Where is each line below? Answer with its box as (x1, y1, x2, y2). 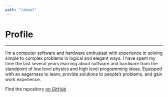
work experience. (5, 76, 41, 82)
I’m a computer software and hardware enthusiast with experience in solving (5, 50, 163, 56)
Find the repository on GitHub (5, 86, 66, 92)
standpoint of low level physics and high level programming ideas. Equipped (5, 66, 162, 72)
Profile (5, 28, 33, 40)
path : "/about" (5, 7, 37, 12)
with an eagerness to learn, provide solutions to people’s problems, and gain (5, 71, 162, 77)
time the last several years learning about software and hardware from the (5, 60, 158, 66)
